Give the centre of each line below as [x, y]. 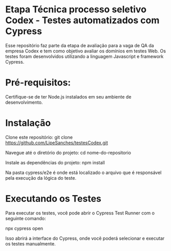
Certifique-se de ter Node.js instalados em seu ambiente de [68, 96]
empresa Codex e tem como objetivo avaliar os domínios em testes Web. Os [86, 51]
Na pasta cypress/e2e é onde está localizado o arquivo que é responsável [83, 172]
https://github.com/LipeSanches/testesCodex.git [57, 143]
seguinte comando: [26, 218]
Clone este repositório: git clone [39, 137]
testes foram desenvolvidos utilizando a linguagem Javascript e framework [84, 56]
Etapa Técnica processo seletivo [76, 9]
